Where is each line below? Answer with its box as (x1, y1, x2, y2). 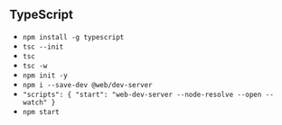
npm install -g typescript (22, 32, 125, 41)
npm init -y (22, 71, 68, 80)
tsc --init (22, 42, 64, 51)
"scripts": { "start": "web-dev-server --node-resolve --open (22, 90, 262, 99)
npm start (22, 107, 61, 116)
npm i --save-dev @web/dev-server (22, 80, 153, 89)
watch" (22, 98, 48, 107)
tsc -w (22, 61, 48, 70)
